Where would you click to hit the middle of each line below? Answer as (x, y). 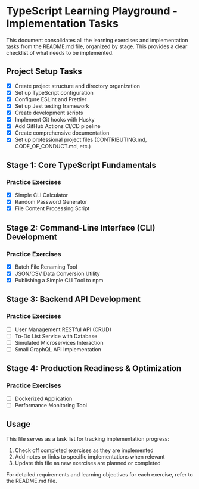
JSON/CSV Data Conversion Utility (57, 273)
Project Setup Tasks (44, 72)
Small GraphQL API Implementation (58, 349)
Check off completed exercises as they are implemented (84, 450)
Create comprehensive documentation (62, 133)
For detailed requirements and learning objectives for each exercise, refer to (100, 474)
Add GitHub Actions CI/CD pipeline (57, 126)
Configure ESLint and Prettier (51, 99)
